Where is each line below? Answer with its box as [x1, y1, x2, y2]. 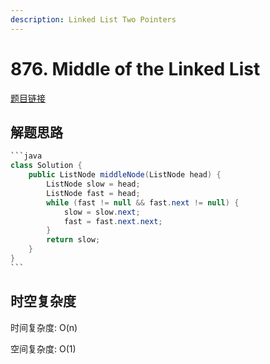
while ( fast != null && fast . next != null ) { [46, 197, 240, 208]
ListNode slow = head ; [46, 179, 141, 189]
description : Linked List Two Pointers [10, 14, 177, 25]
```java [10, 151, 43, 161]
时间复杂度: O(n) [10, 321, 78, 333]
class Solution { [10, 161, 83, 171]
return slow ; [46, 235, 101, 245]
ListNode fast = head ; [46, 188, 141, 198]
